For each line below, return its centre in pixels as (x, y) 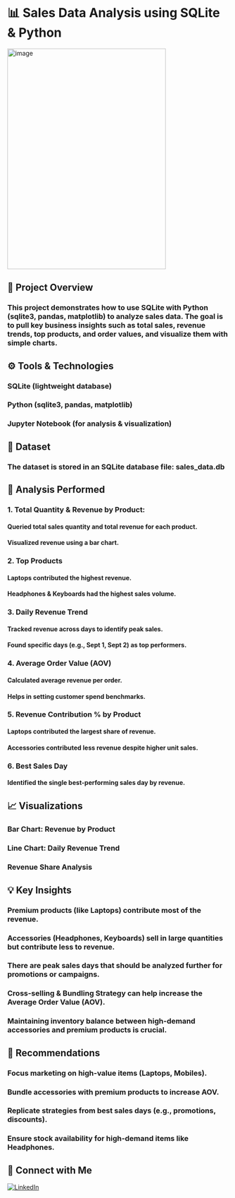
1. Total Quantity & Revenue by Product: (76, 510)
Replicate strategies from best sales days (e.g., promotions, (112, 1110)
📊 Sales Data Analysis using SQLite (114, 13)
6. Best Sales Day (38, 766)
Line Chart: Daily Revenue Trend (64, 849)
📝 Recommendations (54, 1053)
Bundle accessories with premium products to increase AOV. (113, 1092)
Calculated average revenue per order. (65, 680)
